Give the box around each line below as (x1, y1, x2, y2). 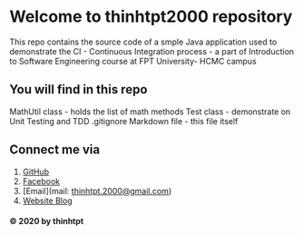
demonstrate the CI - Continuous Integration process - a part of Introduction (9, 45, 295, 56)
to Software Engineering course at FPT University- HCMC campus (9, 55, 257, 66)
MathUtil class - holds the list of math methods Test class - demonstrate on (9, 106, 291, 117)
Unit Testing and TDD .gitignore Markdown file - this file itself (9, 115, 239, 126)
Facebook (22, 175, 61, 187)
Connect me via (9, 142, 101, 158)
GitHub (22, 166, 50, 177)
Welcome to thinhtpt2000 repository (9, 6, 293, 27)
